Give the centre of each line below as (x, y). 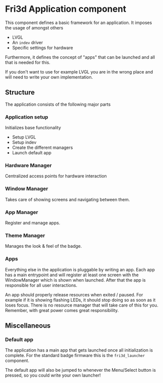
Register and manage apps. (33, 223)
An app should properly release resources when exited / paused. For (74, 294)
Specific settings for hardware (42, 48)
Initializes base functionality (33, 128)
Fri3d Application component (66, 9)
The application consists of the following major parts (58, 104)
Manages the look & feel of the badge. (43, 246)
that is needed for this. (28, 62)
